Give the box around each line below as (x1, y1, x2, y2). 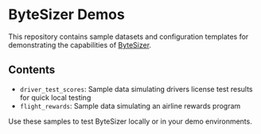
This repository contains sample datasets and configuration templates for (8, 32, 249, 41)
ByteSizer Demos (8, 6, 125, 24)
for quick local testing (19, 93, 92, 102)
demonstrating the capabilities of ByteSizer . (8, 40, 152, 49)
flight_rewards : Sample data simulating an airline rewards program (19, 101, 241, 110)
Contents (8, 63, 56, 77)
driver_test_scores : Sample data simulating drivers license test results (19, 84, 253, 94)
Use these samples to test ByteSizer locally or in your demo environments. (8, 117, 252, 126)
